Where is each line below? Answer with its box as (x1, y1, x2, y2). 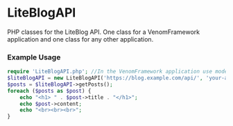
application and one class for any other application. (7, 35, 154, 43)
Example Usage (7, 52, 61, 62)
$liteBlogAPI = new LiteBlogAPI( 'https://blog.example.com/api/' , (7, 75, 203, 82)
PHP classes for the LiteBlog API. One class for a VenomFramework (7, 28, 200, 36)
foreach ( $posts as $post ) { (7, 87, 92, 94)
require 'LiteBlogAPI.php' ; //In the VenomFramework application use (7, 68, 213, 75)
